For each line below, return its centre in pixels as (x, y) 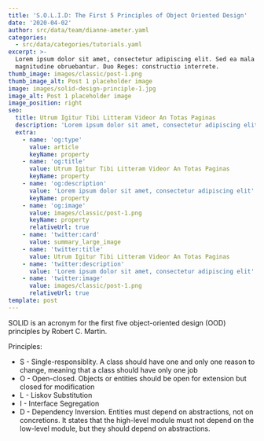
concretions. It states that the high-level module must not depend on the (137, 420)
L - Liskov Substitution (56, 395)
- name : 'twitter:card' (61, 235)
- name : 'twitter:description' (73, 264)
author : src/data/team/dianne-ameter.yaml (79, 30)
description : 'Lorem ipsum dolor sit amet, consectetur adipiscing (128, 125)
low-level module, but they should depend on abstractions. (115, 428)
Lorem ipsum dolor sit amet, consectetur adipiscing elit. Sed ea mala (135, 60)
